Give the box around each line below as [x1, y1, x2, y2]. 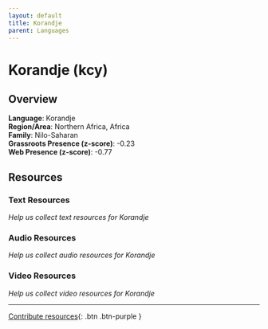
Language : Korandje [8, 113, 76, 123]
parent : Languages [8, 26, 69, 34]
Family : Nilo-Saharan [8, 131, 78, 140]
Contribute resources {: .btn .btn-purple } [8, 311, 142, 321]
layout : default [8, 11, 62, 20]
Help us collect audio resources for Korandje [8, 250, 156, 260]
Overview [8, 92, 58, 106]
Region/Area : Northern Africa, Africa [8, 122, 130, 131]
